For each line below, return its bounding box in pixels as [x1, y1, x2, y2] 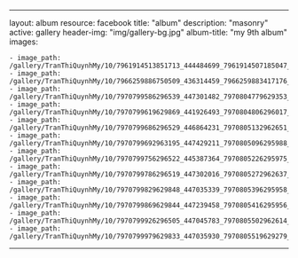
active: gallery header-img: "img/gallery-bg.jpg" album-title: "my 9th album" [9, 27, 288, 37]
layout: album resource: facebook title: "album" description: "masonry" [9, 18, 269, 27]
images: [9, 36, 38, 47]
